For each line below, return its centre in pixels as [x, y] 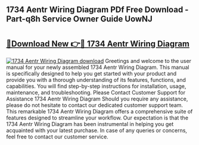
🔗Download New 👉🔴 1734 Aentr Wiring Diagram [98, 44]
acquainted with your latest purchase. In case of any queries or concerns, [97, 130]
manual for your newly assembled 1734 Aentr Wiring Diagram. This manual [98, 67]
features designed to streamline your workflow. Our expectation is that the [97, 118]
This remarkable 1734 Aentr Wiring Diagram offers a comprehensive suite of [99, 111]
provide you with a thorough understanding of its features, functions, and [96, 80]
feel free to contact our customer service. [57, 137]
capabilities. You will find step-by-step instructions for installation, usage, [96, 86]
